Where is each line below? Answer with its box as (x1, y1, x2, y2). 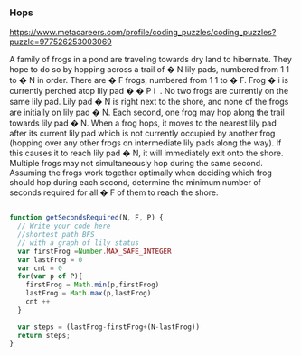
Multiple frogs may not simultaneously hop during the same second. (9, 158, 264, 169)
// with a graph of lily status (17, 238, 140, 248)
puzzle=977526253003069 (9, 36, 113, 47)
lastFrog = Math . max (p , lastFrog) (25, 289, 152, 298)
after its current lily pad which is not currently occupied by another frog (9, 128, 276, 139)
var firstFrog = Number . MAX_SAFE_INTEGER (17, 247, 172, 256)
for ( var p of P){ (17, 272, 83, 281)
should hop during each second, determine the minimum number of (9, 177, 262, 188)
